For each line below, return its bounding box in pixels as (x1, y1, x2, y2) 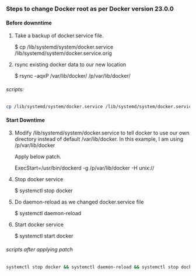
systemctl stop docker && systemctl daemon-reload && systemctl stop (6, 264, 179, 270)
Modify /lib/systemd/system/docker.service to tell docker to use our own (14, 129, 190, 136)
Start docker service (14, 221, 64, 228)
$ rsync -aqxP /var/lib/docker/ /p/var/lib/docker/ (14, 73, 131, 80)
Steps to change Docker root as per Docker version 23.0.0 (6, 5, 174, 13)
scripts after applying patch (6, 246, 73, 253)
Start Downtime (6, 116, 45, 123)
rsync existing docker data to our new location (14, 61, 127, 68)
